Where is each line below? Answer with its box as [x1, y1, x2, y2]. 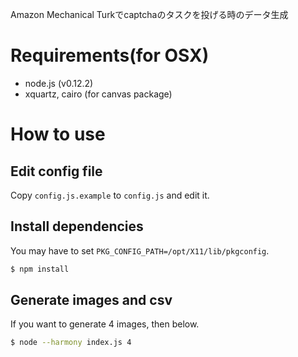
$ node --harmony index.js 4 [10, 338, 132, 348]
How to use [10, 123, 106, 146]
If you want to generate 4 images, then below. [10, 318, 200, 330]
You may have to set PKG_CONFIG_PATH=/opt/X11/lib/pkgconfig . [10, 244, 270, 257]
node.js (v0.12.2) [24, 77, 94, 89]
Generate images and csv [10, 292, 173, 309]
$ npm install [10, 264, 70, 274]
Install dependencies [10, 218, 144, 235]
